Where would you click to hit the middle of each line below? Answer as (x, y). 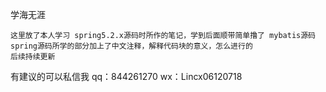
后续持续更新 (33, 57)
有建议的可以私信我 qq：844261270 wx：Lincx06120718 (126, 76)
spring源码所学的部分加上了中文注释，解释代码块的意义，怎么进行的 (131, 46)
